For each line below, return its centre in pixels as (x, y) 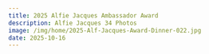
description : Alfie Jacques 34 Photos (73, 23)
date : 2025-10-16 (37, 38)
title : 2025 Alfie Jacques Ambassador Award (83, 15)
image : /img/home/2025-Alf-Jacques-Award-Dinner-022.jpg (105, 30)
